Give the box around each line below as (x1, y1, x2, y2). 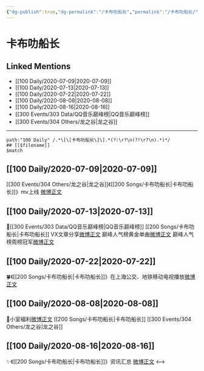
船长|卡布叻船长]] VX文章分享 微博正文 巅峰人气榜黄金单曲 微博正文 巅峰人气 (6, 231, 194, 238)
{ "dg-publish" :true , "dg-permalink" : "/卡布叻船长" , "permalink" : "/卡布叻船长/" (6, 8, 199, 15)
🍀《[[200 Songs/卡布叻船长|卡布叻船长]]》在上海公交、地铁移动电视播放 (6, 273, 185, 281)
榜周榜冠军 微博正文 (6, 238, 55, 246)
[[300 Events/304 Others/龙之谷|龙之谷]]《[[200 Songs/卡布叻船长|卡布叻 (6, 181, 188, 188)
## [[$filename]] (6, 142, 50, 149)
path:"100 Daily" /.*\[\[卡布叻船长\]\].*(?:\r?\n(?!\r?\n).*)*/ (6, 137, 171, 143)
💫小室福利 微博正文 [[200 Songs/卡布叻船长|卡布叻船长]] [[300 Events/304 (6, 315, 192, 323)
